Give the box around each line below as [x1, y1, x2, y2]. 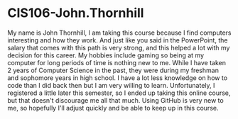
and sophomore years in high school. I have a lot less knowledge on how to [7, 73, 228, 82]
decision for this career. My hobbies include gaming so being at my [7, 51, 205, 59]
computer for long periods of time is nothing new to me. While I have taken [7, 58, 226, 67]
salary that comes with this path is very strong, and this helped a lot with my [7, 43, 230, 52]
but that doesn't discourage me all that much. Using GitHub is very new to [7, 96, 224, 104]
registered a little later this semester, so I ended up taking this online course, [7, 89, 231, 97]
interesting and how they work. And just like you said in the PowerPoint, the [7, 35, 228, 44]
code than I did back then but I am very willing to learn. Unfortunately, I [7, 81, 215, 89]
